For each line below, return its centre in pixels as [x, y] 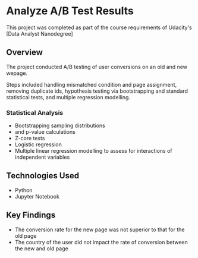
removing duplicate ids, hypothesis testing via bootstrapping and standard [97, 91]
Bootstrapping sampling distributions [60, 125]
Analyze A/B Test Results [70, 11]
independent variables [42, 157]
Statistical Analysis [35, 112]
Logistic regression [38, 144]
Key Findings [31, 215]
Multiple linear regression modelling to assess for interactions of [93, 151]
